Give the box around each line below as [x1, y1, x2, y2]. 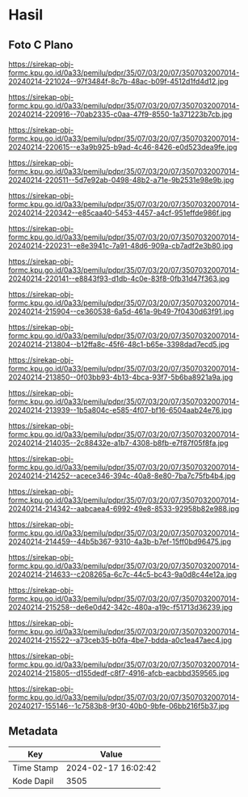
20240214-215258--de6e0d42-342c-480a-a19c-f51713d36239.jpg [8, 603, 233, 612]
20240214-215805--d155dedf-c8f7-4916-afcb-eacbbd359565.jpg [8, 668, 229, 677]
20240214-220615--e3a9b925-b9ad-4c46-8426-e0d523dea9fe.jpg [8, 142, 237, 151]
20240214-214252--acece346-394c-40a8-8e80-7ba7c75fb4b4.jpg [8, 471, 236, 481]
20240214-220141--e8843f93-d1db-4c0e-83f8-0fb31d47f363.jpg [8, 273, 230, 283]
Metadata [8, 724, 58, 738]
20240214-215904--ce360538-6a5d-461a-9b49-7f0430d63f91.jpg [8, 307, 234, 316]
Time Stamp [12, 762, 59, 774]
